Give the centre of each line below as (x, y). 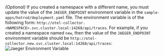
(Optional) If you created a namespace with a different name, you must (77, 7)
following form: (20, 22)
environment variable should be (37, 38)
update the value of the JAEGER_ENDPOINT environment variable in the (74, 12)
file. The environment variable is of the (105, 17)
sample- (152, 13)
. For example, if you (127, 28)
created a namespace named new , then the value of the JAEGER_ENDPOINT (78, 33)
